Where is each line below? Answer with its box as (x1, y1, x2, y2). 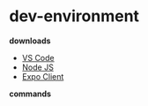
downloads (9, 35, 51, 46)
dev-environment (9, 6, 139, 26)
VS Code (21, 52, 55, 63)
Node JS (21, 62, 55, 72)
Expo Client (21, 71, 64, 81)
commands (9, 88, 51, 99)
